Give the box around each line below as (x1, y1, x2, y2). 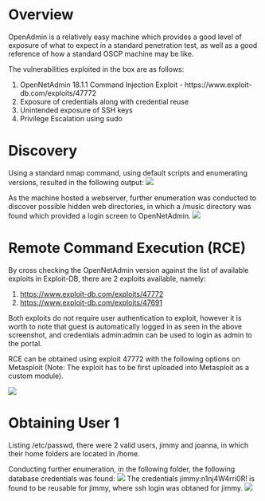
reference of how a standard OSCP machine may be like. (8, 49, 194, 58)
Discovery (8, 142, 78, 160)
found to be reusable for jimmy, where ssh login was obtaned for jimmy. (8, 483, 243, 492)
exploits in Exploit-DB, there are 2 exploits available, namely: (8, 274, 207, 283)
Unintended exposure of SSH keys (19, 105, 133, 115)
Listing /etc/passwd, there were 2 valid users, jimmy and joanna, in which (8, 440, 249, 450)
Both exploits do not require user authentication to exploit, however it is (8, 313, 242, 322)
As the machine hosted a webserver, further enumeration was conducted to (8, 193, 257, 203)
